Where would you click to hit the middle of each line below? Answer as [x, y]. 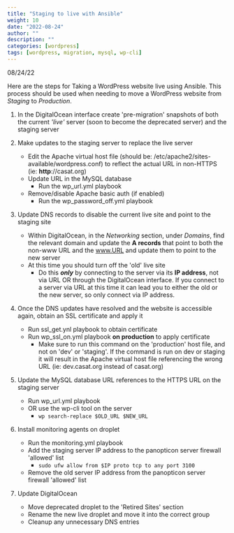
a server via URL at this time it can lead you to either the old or [128, 287]
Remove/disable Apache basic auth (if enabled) [96, 194]
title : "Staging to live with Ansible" [65, 14]
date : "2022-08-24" [36, 27]
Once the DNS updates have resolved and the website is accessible [115, 308]
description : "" [31, 40]
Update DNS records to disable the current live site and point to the [114, 214]
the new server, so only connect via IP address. [107, 295]
